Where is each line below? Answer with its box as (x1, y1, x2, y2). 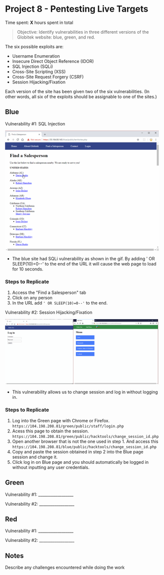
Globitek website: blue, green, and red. (17, 34, 95, 40)
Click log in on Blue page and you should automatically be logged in (12, 459, 149, 465)
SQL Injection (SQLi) (12, 63, 53, 69)
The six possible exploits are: (5, 43, 64, 49)
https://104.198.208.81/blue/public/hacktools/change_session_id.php (12, 444, 157, 450)
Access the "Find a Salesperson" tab (12, 289, 86, 295)
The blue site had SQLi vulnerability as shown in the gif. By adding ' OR (12, 256, 155, 262)
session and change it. (12, 454, 58, 460)
